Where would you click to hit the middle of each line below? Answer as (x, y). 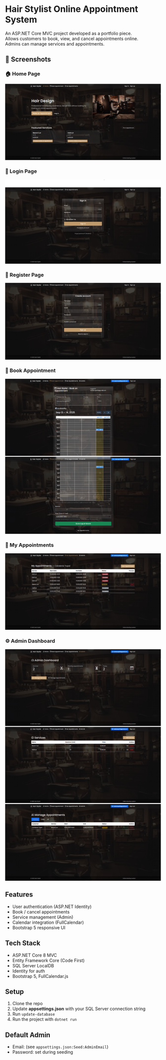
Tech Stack (23, 943)
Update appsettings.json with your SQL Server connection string (79, 1009)
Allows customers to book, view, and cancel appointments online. (72, 39)
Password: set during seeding (42, 1052)
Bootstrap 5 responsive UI (39, 927)
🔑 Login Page (21, 171)
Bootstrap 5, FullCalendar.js (40, 976)
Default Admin (28, 1035)
